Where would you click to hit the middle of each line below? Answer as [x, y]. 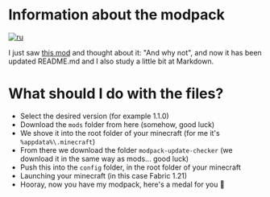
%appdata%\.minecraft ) [58, 142]
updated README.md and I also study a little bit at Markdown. [111, 61]
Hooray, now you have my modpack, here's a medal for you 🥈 [122, 184]
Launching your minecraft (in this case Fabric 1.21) [104, 175]
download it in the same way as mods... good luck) [104, 158]
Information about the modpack [117, 15]
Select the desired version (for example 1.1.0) [94, 116]
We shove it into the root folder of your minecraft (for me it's [120, 133]
